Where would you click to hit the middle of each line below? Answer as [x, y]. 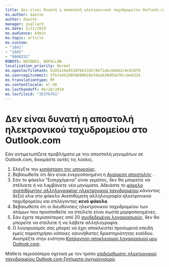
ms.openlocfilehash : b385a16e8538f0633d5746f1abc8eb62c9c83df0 [73, 71]
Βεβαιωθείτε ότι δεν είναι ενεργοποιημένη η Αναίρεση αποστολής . [83, 174]
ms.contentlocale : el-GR [31, 84]
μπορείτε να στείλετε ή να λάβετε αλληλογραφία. [66, 223]
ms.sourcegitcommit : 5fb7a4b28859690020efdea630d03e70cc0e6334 [73, 75]
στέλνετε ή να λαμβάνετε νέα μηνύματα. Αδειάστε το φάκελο [78, 185]
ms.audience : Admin [26, 33]
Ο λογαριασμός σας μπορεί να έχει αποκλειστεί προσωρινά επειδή [83, 228]
